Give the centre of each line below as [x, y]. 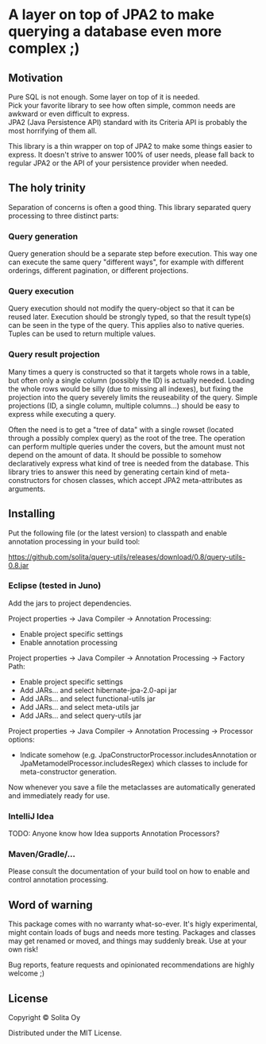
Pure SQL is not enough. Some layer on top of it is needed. [104, 97]
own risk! [23, 949]
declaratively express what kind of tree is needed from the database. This [129, 463]
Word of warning [50, 905]
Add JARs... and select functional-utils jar [88, 699]
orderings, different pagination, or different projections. [98, 271]
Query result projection [54, 354]
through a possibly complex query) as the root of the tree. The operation [127, 438]
